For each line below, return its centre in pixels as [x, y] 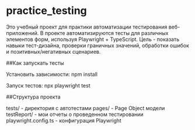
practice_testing [47, 11]
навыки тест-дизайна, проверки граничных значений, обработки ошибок [98, 45]
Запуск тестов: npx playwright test [48, 85]
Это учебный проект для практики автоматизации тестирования [87, 27]
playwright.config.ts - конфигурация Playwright [64, 120]
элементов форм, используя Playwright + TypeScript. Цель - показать [93, 39]
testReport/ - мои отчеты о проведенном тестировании [75, 114]
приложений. [22, 33]
